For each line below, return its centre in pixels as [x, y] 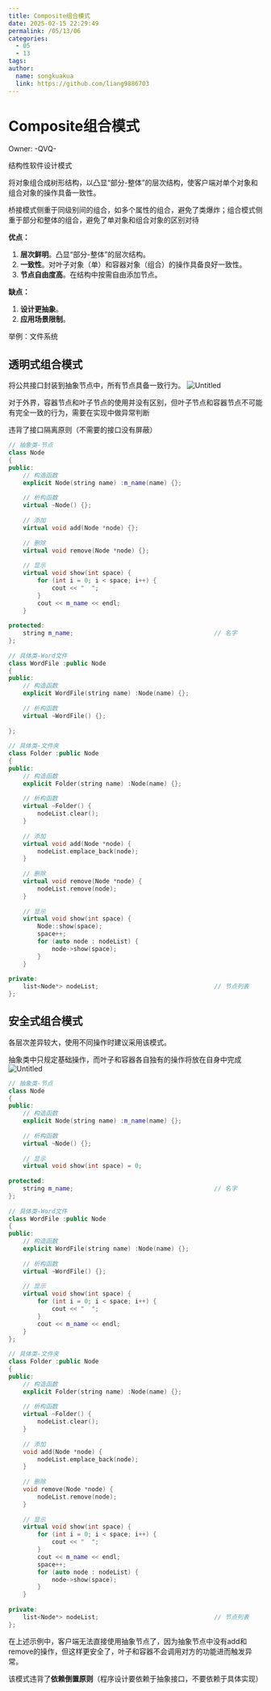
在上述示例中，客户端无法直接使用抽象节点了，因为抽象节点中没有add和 [128, 1641]
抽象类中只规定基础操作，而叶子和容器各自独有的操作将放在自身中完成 [125, 1059]
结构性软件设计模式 [40, 166]
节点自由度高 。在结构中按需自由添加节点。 [91, 275]
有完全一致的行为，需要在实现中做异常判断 [79, 412]
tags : [17, 61]
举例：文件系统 [33, 336]
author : [21, 69]
